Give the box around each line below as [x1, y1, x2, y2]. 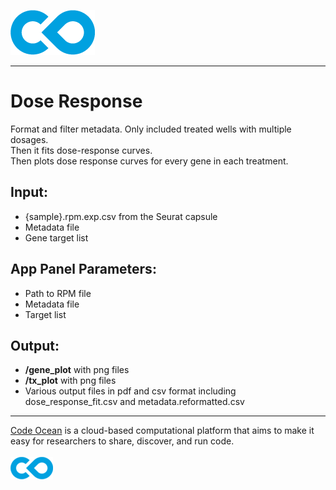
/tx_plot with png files [24, 375, 117, 387]
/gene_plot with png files [24, 364, 130, 376]
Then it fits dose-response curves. [10, 144, 153, 156]
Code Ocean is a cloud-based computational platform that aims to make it [10, 425, 315, 437]
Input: [10, 184, 48, 201]
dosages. [10, 133, 49, 145]
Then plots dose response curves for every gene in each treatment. [10, 155, 289, 167]
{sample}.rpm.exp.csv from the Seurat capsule [24, 210, 218, 222]
